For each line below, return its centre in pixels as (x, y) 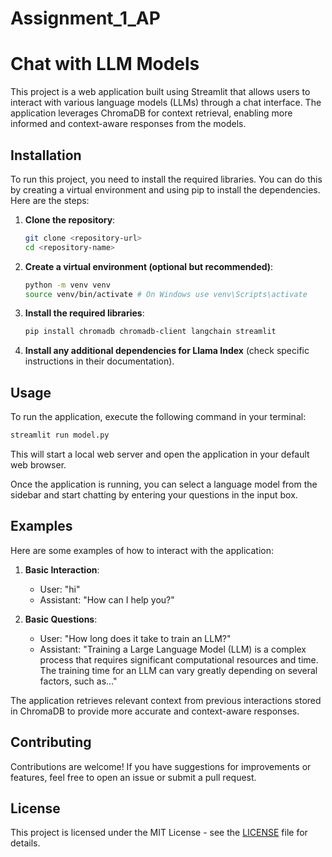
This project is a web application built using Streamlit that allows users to (160, 92)
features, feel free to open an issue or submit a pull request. (133, 777)
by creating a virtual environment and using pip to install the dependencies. (165, 189)
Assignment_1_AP (85, 18)
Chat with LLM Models (105, 64)
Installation (46, 155)
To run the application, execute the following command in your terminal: (158, 417)
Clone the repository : (70, 219)
